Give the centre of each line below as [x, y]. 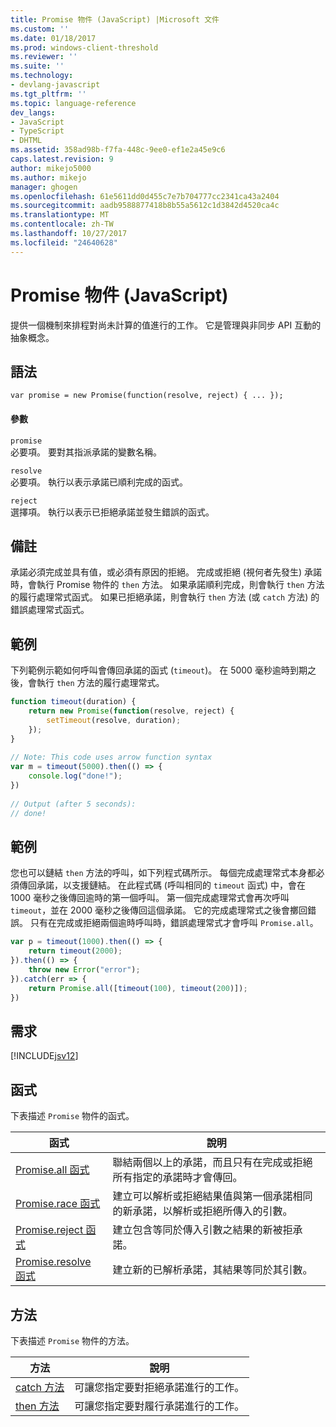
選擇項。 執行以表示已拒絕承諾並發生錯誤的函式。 [112, 512]
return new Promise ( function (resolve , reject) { [131, 711]
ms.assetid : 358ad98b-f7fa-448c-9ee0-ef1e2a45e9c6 [118, 150]
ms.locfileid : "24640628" [64, 242]
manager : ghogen [44, 187]
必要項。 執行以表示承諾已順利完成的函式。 [99, 482]
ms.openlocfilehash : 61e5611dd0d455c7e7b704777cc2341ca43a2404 [145, 196]
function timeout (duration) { [73, 702]
